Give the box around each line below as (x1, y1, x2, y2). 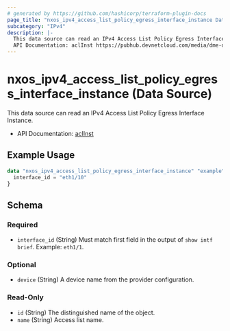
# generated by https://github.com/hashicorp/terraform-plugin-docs (7, 10, 207, 17)
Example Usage (7, 149, 75, 161)
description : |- (7, 29, 53, 36)
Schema (7, 199, 43, 211)
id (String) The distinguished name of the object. (16, 308, 155, 317)
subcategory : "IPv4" (7, 23, 66, 30)
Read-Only (7, 293, 44, 302)
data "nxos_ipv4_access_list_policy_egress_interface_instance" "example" (7, 168, 225, 174)
